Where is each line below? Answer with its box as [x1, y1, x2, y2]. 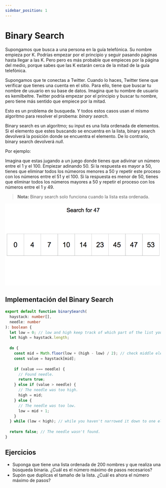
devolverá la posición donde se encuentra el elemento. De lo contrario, [5, 133, 150, 139]
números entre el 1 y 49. [5, 184, 54, 190]
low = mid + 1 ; [18, 408, 50, 414]
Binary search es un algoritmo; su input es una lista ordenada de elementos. [5, 122, 160, 128]
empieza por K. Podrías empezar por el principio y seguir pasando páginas [5, 52, 157, 58]
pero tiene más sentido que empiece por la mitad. [5, 98, 106, 104]
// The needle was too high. [18, 387, 79, 393]
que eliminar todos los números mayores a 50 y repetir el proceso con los [5, 179, 155, 184]
